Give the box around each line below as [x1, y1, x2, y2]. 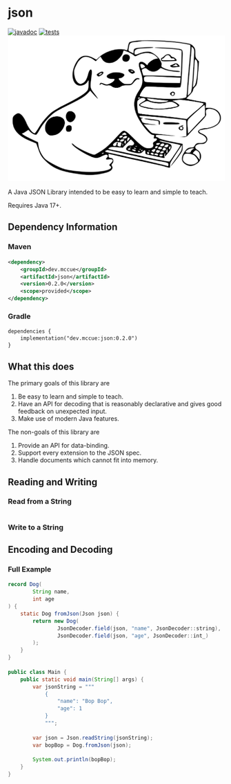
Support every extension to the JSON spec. [17, 448, 142, 457]
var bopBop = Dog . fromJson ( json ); [32, 742, 132, 749]
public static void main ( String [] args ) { [20, 676, 144, 683]
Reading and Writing [8, 476, 98, 488]
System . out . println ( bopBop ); [32, 756, 117, 763]
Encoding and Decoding [8, 544, 113, 556]
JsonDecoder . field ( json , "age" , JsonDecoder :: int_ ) [57, 632, 209, 639]
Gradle [8, 311, 31, 321]
